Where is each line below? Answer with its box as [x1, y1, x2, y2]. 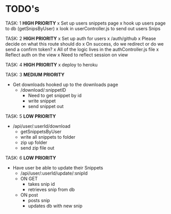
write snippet [28, 98, 56, 104]
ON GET [20, 175, 38, 182]
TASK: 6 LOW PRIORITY [5, 155, 56, 161]
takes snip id [28, 181, 55, 187]
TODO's [5, 3, 40, 15]
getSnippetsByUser [20, 129, 61, 135]
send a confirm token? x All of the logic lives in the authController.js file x [5, 46, 159, 52]
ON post [20, 191, 38, 198]
